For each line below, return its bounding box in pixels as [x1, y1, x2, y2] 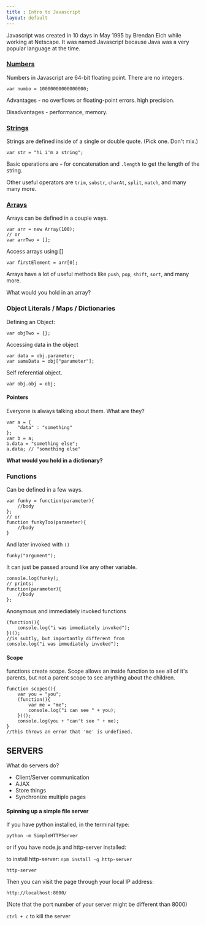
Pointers [6, 393, 29, 401]
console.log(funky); [6, 575, 59, 582]
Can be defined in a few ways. [6, 486, 83, 493]
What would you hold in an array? [6, 289, 91, 296]
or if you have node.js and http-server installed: [6, 843, 127, 851]
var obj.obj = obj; [6, 381, 56, 387]
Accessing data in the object [6, 341, 78, 348]
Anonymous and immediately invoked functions [6, 608, 127, 615]
